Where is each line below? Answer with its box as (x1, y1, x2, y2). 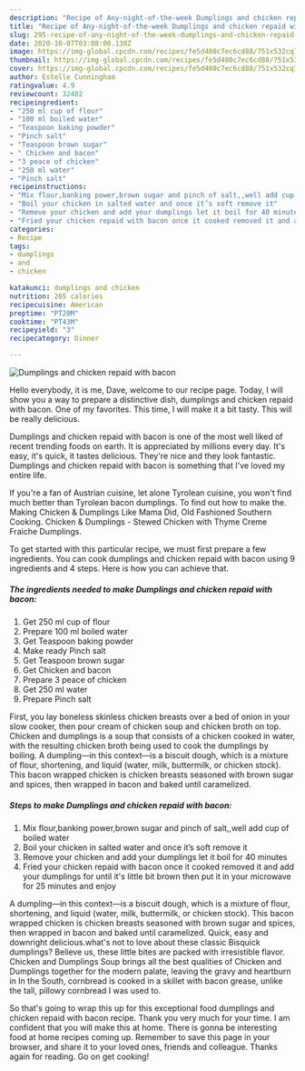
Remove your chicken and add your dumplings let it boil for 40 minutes (22, 851, 288, 862)
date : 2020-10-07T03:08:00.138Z (9, 38, 132, 48)
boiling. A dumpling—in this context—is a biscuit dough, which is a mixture (9, 749, 289, 760)
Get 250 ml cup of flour (22, 616, 111, 627)
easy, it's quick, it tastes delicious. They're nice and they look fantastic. (9, 451, 276, 461)
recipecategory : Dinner (9, 334, 100, 344)
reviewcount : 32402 (9, 89, 84, 98)
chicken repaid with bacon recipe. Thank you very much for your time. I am (9, 1012, 290, 1023)
